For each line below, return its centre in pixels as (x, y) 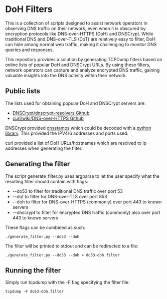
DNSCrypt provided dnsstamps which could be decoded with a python (78, 128)
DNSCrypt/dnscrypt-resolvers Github (51, 113)
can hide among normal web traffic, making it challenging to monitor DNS (81, 44)
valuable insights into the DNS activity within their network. (66, 75)
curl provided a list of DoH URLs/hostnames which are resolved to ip (76, 143)
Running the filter (33, 270)
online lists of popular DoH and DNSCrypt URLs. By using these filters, (78, 65)
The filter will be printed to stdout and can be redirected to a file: (72, 246)
